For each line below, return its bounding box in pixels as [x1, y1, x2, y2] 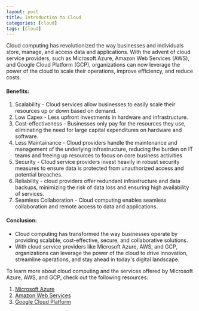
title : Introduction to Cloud [6, 14, 82, 20]
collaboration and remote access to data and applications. [14, 203, 158, 210]
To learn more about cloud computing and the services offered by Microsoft [6, 267, 193, 274]
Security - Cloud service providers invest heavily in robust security [14, 159, 180, 166]
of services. [14, 190, 45, 198]
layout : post [6, 8, 39, 15]
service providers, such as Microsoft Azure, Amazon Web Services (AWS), [6, 55, 190, 62]
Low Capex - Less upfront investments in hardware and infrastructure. [14, 113, 188, 121]
